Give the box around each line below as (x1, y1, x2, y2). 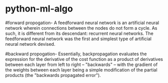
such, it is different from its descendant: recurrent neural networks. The (5, 30, 153, 36)
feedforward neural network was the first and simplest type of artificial (5, 36, 152, 42)
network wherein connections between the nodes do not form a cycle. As (5, 25, 157, 31)
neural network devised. (5, 41, 55, 47)
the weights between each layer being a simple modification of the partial (5, 66, 157, 73)
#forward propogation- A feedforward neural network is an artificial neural (5, 20, 159, 26)
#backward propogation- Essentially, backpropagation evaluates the (5, 51, 147, 57)
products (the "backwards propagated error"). (5, 72, 101, 78)
